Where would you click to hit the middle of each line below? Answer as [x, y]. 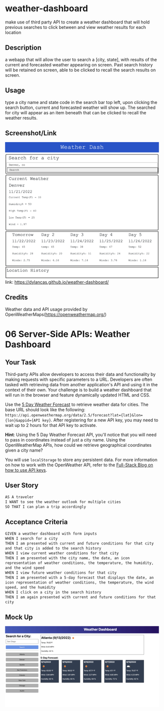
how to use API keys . [26, 470]
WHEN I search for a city [31, 539]
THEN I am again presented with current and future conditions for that [81, 597]
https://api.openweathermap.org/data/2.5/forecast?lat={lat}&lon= [74, 415]
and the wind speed [25, 568]
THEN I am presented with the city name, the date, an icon [68, 558]
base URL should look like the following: [45, 409]
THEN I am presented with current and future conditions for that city [79, 544]
